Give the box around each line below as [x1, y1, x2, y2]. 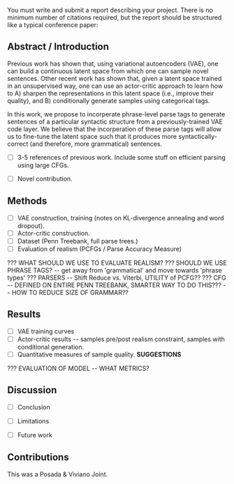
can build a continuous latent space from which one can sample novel [7, 66, 209, 75]
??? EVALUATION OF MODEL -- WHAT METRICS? [7, 364, 150, 372]
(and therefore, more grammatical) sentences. [29, 139, 163, 148]
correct [7, 139, 29, 148]
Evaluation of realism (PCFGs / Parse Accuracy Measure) [17, 244, 182, 253]
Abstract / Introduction [7, 41, 110, 53]
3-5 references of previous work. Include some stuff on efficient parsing [17, 153, 226, 161]
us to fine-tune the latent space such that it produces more [7, 132, 177, 140]
